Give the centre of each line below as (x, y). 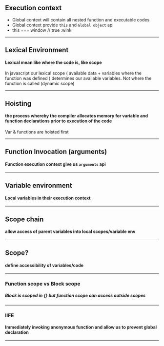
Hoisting (18, 104)
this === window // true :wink (42, 30)
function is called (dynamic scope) (40, 84)
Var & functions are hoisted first (37, 132)
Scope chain (24, 219)
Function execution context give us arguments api (55, 164)
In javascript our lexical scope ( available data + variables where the (73, 73)
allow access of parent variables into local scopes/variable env (70, 231)
